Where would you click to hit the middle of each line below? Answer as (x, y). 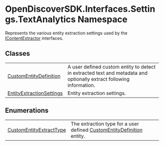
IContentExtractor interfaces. (34, 38)
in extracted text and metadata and (108, 73)
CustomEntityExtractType (37, 130)
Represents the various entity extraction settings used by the (66, 33)
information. (81, 85)
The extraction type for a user (105, 123)
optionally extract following (99, 79)
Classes (18, 54)
